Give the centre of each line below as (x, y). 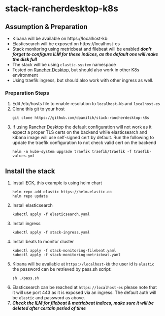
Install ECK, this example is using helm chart (57, 183)
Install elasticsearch (33, 205)
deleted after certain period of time (49, 308)
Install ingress (26, 224)
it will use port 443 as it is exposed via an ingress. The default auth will (84, 292)
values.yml (23, 156)
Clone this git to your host (38, 109)
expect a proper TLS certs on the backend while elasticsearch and (80, 132)
